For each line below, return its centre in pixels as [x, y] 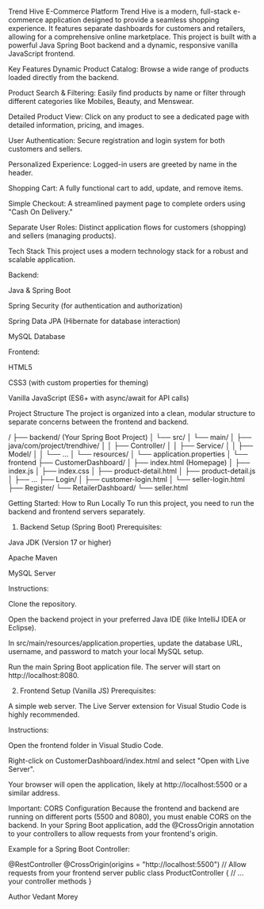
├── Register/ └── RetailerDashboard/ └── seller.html [98, 488]
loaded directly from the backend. [63, 77]
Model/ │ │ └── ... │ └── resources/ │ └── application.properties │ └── [128, 454]
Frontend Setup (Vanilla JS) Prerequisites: [88, 691]
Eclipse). [23, 628]
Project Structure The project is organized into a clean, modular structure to [132, 413]
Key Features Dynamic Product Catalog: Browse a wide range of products [129, 69]
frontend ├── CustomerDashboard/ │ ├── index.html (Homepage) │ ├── [129, 462]
